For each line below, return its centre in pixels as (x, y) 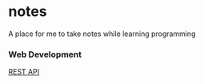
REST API (24, 72)
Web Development (45, 54)
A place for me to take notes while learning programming (102, 34)
